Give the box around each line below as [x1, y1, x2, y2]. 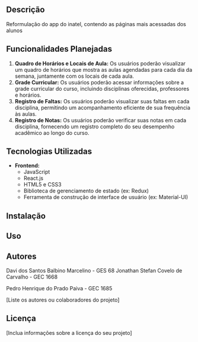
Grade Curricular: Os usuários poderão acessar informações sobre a [14, 78, 184, 85]
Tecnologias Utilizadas [6, 147, 92, 157]
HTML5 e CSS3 [23, 181, 62, 188]
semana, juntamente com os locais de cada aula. [14, 72, 135, 80]
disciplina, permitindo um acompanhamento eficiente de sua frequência [14, 104, 191, 111]
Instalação [6, 211, 46, 221]
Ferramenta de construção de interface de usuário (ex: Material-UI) [23, 194, 189, 201]
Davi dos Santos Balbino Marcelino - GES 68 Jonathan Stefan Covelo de [6, 267, 183, 274]
